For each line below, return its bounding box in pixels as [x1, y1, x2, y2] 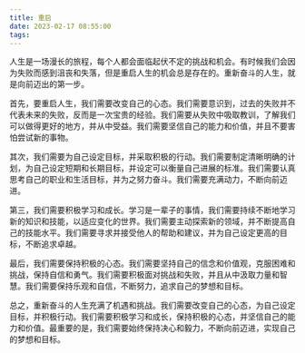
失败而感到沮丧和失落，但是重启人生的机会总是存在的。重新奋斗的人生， [16, 67, 288, 78]
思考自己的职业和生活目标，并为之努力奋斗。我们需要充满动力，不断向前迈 [9, 174, 288, 185]
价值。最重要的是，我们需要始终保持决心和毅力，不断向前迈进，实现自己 [25, 323, 296, 334]
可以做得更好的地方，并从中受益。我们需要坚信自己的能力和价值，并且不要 [9, 121, 288, 132]
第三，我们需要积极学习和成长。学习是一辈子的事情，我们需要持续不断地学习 [9, 205, 296, 216]
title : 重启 [9, 13, 52, 23]
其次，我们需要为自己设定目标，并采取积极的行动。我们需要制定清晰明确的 [9, 152, 288, 162]
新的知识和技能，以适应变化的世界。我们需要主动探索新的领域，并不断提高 [9, 216, 288, 227]
